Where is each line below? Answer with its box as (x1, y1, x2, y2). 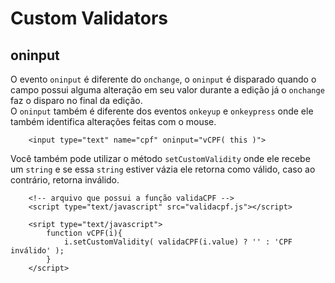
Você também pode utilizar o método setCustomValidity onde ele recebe (10, 153, 311, 164)
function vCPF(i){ (46, 228, 123, 238)
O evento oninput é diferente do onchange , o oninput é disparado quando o (10, 73, 317, 85)
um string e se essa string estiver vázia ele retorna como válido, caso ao (10, 163, 316, 175)
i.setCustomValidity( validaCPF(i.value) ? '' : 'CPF (63, 237, 293, 247)
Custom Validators (10, 7, 168, 30)
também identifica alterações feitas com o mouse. (10, 116, 217, 127)
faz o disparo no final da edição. (10, 95, 143, 106)
